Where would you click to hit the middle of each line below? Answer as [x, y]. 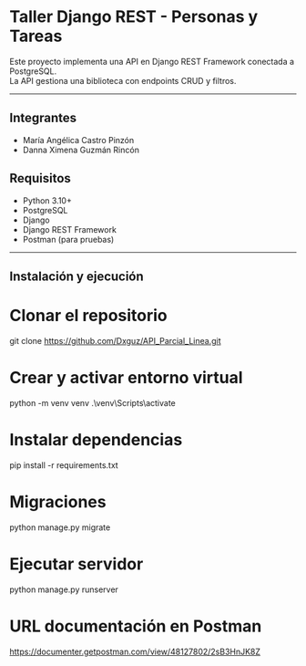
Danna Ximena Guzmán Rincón [81, 150]
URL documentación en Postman [136, 626]
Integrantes [43, 118]
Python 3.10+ [47, 200]
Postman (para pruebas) [68, 239]
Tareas [36, 36]
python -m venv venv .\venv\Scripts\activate [92, 402]
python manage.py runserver [64, 589]
